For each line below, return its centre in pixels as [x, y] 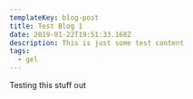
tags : [19, 51]
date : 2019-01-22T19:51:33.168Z [70, 34]
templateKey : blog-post [54, 18]
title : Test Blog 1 [46, 26]
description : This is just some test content [96, 43]
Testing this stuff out [48, 85]
